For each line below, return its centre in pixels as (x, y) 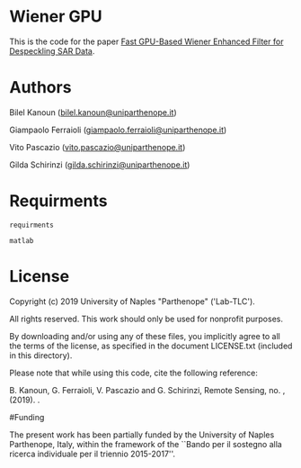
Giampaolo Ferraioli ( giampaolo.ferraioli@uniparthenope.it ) (118, 130)
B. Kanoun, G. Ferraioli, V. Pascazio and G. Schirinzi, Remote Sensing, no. (145, 390)
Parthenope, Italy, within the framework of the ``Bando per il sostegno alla (146, 444)
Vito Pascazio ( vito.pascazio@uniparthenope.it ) (97, 147)
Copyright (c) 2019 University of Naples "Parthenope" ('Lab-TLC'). (133, 301)
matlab (22, 240)
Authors (40, 88)
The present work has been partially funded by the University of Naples (142, 435)
